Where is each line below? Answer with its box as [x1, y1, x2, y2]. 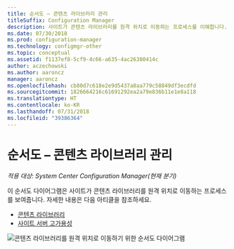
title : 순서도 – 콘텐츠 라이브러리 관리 [7, 10, 108, 18]
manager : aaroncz [7, 75, 58, 83]
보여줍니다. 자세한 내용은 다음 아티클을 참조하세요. [14, 195, 152, 203]
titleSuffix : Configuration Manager [7, 17, 115, 24]
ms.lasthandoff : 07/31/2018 [7, 108, 90, 115]
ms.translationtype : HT [7, 95, 77, 102]
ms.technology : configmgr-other [7, 43, 102, 50]
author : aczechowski [7, 62, 68, 69]
